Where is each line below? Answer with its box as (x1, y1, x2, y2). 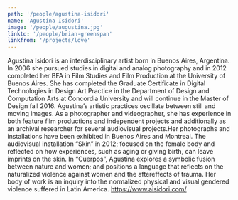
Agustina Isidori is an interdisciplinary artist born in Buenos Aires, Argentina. (7, 56, 230, 65)
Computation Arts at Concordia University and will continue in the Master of (7, 94, 229, 103)
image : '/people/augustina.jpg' (7, 23, 103, 31)
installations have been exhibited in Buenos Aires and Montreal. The (7, 132, 206, 141)
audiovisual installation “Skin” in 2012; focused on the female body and (7, 140, 215, 148)
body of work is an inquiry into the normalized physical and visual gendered (7, 177, 229, 186)
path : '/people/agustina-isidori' (7, 10, 110, 18)
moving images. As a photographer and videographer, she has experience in (7, 110, 232, 118)
